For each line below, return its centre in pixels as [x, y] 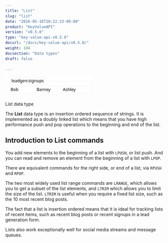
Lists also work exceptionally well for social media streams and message [81, 229]
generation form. [23, 220]
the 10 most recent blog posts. [37, 199]
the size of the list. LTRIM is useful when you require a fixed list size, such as [84, 194]
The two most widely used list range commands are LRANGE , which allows [81, 183]
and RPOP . [15, 173]
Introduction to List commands [54, 140]
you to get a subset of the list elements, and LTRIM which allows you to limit [83, 188]
